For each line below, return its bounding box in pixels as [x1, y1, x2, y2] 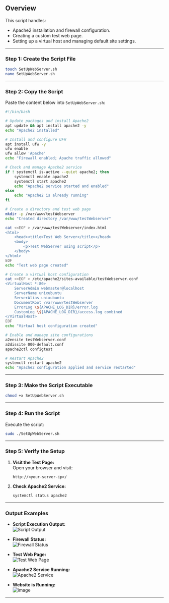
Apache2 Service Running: [12, 566, 70, 572]
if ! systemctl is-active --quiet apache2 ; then [5, 169, 109, 175]
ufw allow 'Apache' [5, 151, 46, 156]
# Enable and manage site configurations [5, 333, 94, 338]
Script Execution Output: [12, 521, 66, 527]
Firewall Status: [12, 536, 46, 542]
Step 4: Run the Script [5, 410, 60, 417]
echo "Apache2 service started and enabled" [14, 184, 109, 189]
